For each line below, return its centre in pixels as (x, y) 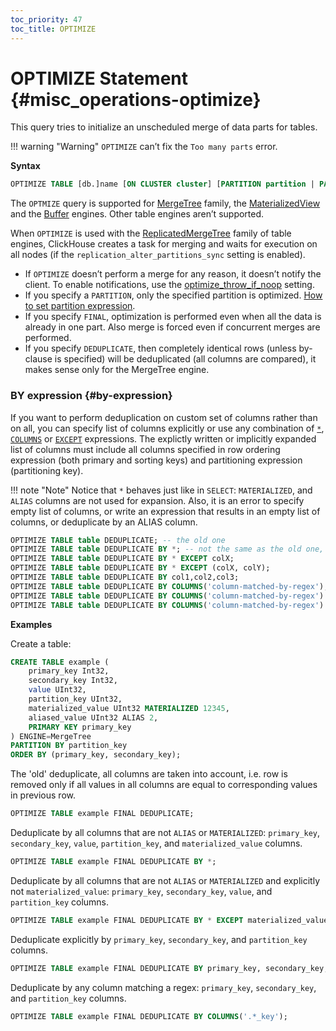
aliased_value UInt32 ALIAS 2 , (93, 717)
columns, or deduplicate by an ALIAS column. (104, 522)
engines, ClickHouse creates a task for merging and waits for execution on (164, 244)
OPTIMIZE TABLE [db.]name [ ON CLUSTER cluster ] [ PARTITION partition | (162, 184)
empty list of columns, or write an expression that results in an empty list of (165, 511)
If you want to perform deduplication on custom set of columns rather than (164, 417)
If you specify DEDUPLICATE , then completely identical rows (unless (160, 348)
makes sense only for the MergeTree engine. (117, 370)
